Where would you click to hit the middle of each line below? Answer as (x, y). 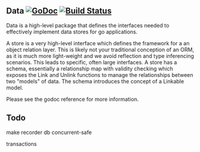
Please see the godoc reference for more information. (72, 99)
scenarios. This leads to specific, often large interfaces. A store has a (92, 62)
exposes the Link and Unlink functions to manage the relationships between (100, 75)
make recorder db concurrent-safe (49, 132)
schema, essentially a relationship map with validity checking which (90, 69)
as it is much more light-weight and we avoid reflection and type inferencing (100, 56)
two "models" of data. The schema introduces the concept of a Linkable (95, 81)
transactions (22, 144)
